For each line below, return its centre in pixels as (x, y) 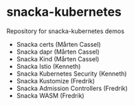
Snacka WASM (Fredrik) (50, 95)
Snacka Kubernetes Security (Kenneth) (71, 74)
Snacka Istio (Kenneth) (48, 66)
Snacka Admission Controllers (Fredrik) (72, 88)
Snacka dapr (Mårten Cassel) (58, 52)
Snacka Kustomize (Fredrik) (56, 81)
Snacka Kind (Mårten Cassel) (58, 59)
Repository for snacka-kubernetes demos (66, 31)
